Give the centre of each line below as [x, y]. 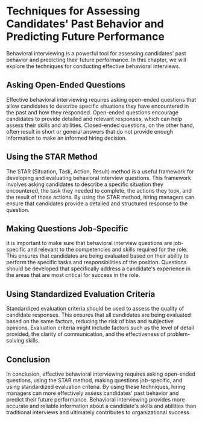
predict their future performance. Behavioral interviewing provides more [96, 399]
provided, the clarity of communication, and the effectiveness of [86, 334]
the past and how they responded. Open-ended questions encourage [93, 112]
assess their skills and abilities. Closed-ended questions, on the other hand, [100, 125]
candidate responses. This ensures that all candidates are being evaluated [99, 315]
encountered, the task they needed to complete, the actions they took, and [99, 190]
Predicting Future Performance [85, 37]
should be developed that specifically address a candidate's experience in [99, 268]
